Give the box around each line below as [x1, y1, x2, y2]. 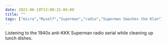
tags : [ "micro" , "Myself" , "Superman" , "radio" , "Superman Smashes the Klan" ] [5, 16, 164, 21]
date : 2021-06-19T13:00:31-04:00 [5, 7, 75, 12]
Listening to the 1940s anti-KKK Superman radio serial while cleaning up [5, 30, 154, 36]
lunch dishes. [5, 35, 33, 41]
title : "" [5, 12, 26, 17]
